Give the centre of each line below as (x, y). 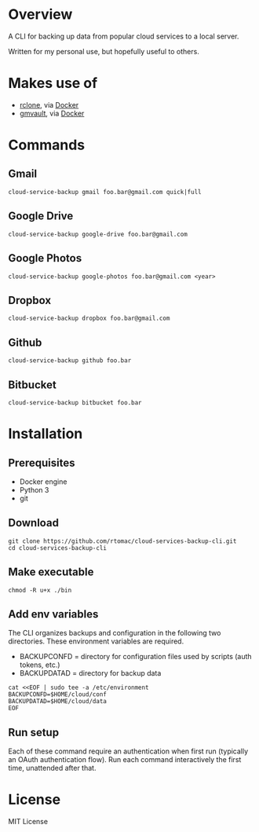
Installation (46, 434)
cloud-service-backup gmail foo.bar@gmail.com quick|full (105, 192)
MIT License (28, 822)
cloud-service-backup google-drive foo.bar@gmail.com (98, 234)
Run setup (34, 732)
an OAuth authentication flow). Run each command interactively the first (125, 760)
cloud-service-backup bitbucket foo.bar (75, 402)
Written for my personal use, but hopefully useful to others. (104, 51)
